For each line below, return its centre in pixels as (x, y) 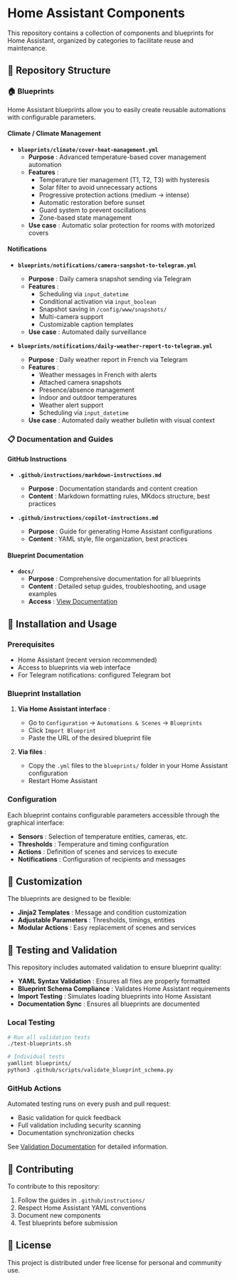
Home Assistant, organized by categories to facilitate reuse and (100, 40)
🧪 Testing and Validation (62, 950)
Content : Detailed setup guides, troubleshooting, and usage (117, 586)
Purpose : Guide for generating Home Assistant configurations (120, 531)
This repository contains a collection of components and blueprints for (111, 33)
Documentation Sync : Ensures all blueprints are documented (109, 1004)
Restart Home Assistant (63, 781)
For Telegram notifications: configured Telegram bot (94, 675)
